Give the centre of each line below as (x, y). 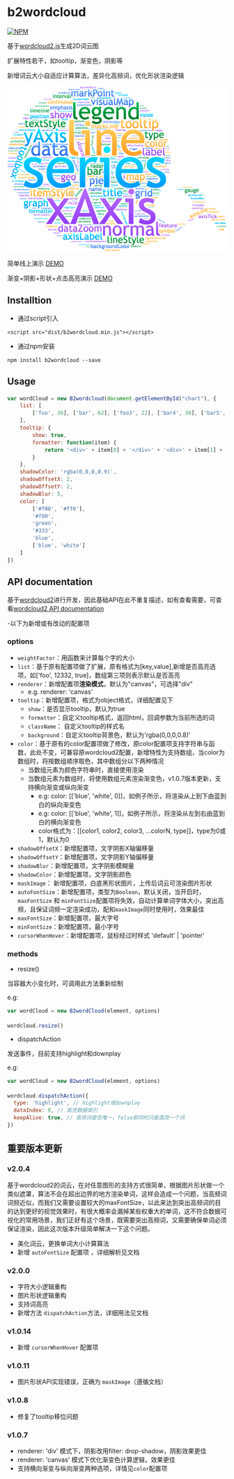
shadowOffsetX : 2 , (46, 479)
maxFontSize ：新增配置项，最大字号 (68, 918)
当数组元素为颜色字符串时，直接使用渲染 (86, 769)
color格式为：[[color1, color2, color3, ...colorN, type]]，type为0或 (132, 830)
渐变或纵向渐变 (68, 787)
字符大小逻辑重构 (42, 1287)
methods (23, 954)
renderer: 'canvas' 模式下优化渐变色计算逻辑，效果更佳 (96, 1460)
